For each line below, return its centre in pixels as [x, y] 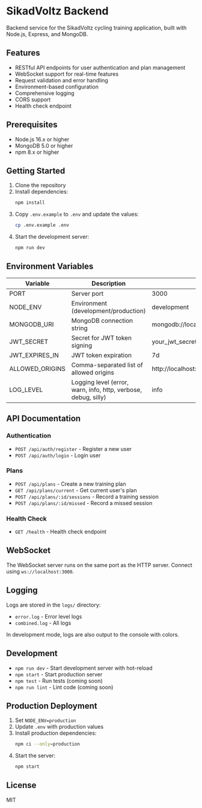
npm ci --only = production [47, 744]
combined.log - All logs [43, 623]
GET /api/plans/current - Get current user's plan [76, 490]
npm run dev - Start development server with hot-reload [84, 668]
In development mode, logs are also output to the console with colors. [93, 634]
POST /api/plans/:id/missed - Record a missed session [84, 503]
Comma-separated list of [107, 365]
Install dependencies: [41, 192]
